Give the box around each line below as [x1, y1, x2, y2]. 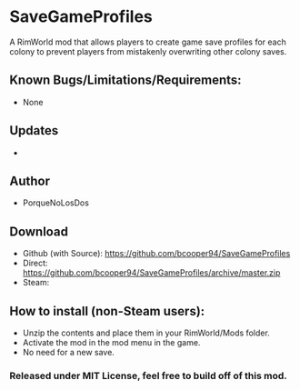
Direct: [22, 257, 48, 269]
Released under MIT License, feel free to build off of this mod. [9, 369, 288, 382]
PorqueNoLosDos [22, 197, 89, 208]
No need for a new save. [22, 347, 115, 357]
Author [9, 173, 50, 188]
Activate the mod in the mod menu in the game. [22, 337, 201, 347]
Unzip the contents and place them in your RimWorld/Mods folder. [22, 327, 270, 338]
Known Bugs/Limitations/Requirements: [9, 73, 243, 88]
